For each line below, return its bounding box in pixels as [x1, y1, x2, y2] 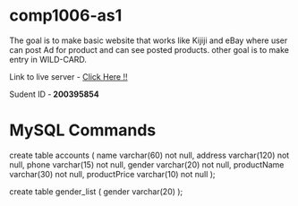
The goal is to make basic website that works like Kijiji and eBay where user [9, 35, 288, 46]
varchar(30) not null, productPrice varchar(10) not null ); [9, 168, 217, 179]
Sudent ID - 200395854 [9, 89, 100, 99]
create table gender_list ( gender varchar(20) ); [9, 185, 183, 197]
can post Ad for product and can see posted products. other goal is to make [9, 44, 289, 55]
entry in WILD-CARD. [9, 54, 88, 64]
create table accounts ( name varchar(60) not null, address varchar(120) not [9, 150, 290, 160]
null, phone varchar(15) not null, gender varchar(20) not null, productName [9, 159, 285, 170]
